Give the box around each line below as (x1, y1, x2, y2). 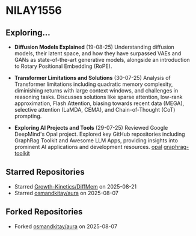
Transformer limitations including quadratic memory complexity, (14, 80, 173, 88)
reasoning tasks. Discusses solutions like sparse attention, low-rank (14, 94, 183, 100)
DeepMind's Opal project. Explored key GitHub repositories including (14, 130, 185, 138)
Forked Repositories (5, 207, 83, 217)
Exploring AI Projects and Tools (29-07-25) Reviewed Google (14, 124, 168, 131)
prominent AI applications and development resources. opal (14, 144, 163, 150)
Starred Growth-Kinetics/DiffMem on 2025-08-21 (14, 183, 137, 190)
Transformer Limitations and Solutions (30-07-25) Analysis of (14, 74, 171, 81)
